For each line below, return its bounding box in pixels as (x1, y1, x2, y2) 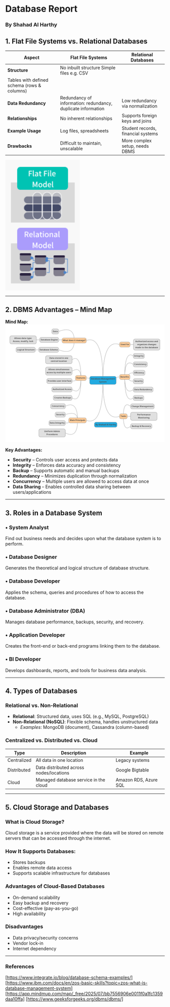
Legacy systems (115, 757, 150, 763)
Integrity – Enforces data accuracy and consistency (12, 462, 121, 468)
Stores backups (12, 859, 46, 865)
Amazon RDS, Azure (115, 777, 158, 783)
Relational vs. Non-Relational (5, 701, 78, 709)
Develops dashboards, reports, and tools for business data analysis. (5, 667, 147, 673)
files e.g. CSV (60, 70, 89, 76)
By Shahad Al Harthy (5, 21, 57, 28)
